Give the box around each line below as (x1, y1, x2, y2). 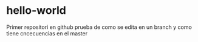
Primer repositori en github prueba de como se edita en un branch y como (6, 23, 193, 31)
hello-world (6, 4, 67, 17)
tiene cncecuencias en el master (6, 29, 88, 37)
